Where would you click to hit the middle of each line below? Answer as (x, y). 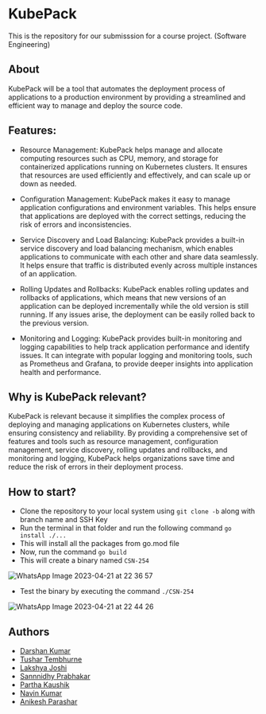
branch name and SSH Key (64, 520)
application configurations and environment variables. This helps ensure (138, 207)
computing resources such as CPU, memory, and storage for (119, 158)
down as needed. (48, 183)
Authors (29, 632)
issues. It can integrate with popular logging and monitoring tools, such (136, 355)
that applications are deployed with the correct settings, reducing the (133, 216)
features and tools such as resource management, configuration (113, 442)
